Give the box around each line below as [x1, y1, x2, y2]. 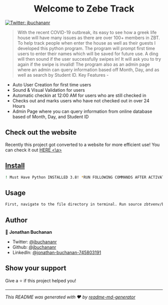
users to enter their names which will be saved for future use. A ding [17, 51, 158, 57]
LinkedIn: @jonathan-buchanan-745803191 [12, 249, 101, 255]
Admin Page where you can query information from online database [12, 108, 152, 114]
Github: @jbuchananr [12, 244, 56, 250]
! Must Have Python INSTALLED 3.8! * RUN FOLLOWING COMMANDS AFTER [5, 175, 146, 180]
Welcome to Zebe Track [33, 3, 134, 15]
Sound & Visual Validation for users [12, 87, 85, 93]
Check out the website [5, 128, 77, 137]
